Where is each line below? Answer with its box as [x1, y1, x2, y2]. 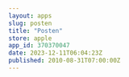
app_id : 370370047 [8, 42, 70, 50]
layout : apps [8, 11, 52, 20]
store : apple [8, 34, 52, 43]
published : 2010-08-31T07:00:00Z [8, 57, 121, 65]
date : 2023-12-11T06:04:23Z [8, 49, 103, 57]
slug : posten [8, 19, 52, 27]
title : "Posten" [8, 26, 63, 34]
